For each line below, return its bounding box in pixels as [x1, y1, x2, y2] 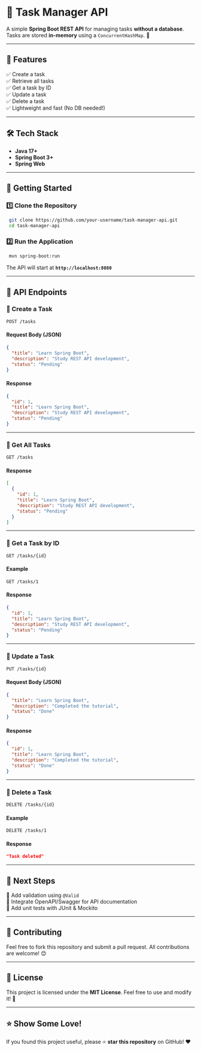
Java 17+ [14, 147, 38, 155]
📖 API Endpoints [6, 287, 68, 297]
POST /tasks [6, 318, 36, 324]
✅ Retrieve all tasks [6, 77, 54, 85]
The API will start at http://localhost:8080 [6, 264, 112, 272]
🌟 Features [6, 55, 47, 65]
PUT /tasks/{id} [6, 665, 47, 672]
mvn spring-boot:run [8, 253, 60, 260]
